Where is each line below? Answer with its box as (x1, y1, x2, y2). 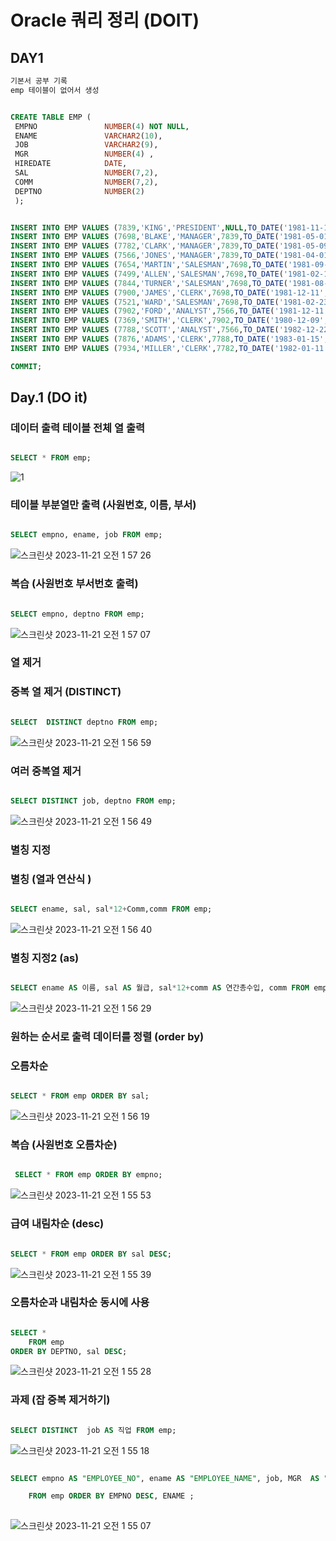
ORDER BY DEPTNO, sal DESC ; (10, 1346, 128, 1356)
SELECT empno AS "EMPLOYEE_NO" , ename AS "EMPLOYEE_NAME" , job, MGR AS (10, 1473, 320, 1483)
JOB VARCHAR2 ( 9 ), (14, 140, 159, 150)
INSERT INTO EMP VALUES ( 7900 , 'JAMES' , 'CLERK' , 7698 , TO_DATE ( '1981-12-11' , (10, 287, 329, 298)
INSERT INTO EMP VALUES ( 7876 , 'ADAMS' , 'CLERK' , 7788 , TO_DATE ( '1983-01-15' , (10, 334, 329, 344)
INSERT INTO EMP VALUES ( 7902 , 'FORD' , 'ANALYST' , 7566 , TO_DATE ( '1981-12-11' (10, 306, 329, 316)
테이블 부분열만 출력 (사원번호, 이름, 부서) (10, 498, 197, 512)
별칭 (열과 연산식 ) (10, 872, 92, 886)
